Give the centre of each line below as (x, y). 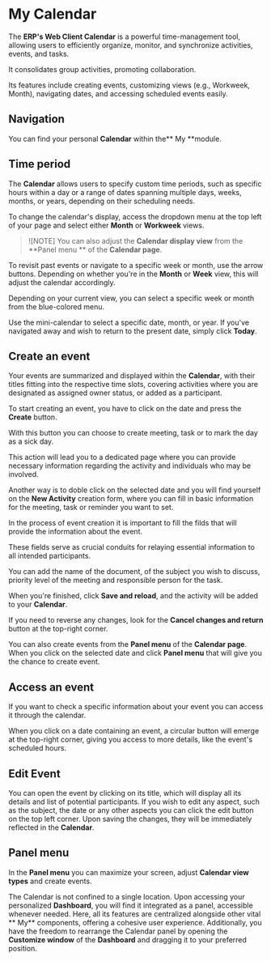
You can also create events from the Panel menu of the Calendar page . (128, 644)
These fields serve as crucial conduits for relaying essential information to (131, 547)
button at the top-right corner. (58, 629)
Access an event (51, 687)
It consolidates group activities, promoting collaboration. (102, 69)
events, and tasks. (39, 53)
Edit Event (34, 774)
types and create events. (50, 881)
